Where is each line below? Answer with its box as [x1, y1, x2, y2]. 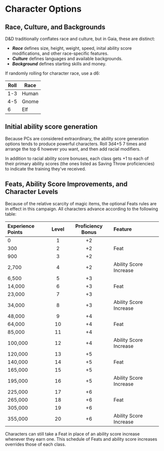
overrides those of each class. [5, 441, 66, 447]
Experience [7, 222, 35, 229]
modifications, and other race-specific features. [12, 50, 109, 56]
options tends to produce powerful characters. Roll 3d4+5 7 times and [5, 141, 146, 147]
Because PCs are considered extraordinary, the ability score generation [5, 135, 149, 141]
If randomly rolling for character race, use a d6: [5, 70, 100, 76]
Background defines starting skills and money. [12, 61, 106, 66]
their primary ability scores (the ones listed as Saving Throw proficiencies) [5, 160, 155, 167]
